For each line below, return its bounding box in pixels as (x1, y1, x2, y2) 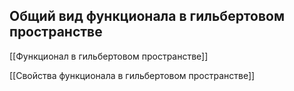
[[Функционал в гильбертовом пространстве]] (9, 50, 209, 62)
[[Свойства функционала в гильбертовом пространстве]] (9, 69, 256, 81)
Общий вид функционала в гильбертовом (9, 8, 285, 25)
